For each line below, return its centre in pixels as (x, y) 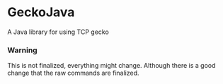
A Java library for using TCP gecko (58, 32)
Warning (22, 50)
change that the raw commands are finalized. (73, 73)
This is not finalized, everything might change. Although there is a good (111, 66)
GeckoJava (41, 12)
